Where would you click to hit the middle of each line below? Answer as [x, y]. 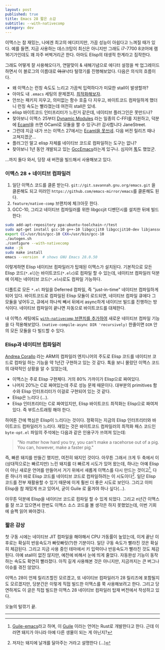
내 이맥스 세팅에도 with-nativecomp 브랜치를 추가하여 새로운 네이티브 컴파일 [78, 318]
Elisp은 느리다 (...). [30, 397]
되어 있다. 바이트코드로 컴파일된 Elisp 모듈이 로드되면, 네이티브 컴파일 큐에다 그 [81, 296]
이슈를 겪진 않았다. [23, 568]
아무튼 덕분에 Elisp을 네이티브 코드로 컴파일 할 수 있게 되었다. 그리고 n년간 [76, 499]
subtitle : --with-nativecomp [35, 23]
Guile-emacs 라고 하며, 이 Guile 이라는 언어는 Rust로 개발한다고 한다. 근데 [83, 626]
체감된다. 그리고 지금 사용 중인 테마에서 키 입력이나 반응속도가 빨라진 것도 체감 [85, 549]
